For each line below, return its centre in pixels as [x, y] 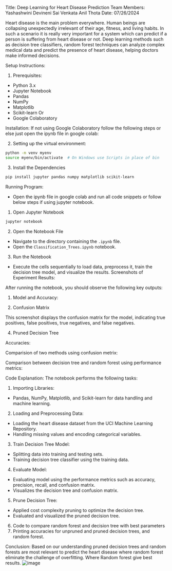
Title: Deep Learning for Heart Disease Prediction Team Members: [75, 7]
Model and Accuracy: [35, 297]
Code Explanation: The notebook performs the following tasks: [71, 378]
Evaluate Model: [30, 469]
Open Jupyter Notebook [38, 212]
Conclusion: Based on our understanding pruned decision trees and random [86, 546]
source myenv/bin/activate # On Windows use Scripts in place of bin [82, 158]
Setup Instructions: [25, 65]
